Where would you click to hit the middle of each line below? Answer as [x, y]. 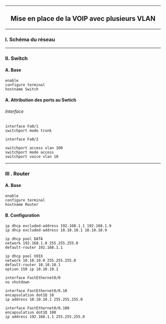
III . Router [18, 174]
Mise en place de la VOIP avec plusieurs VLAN [83, 19]
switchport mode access [30, 152]
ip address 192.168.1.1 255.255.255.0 [45, 317]
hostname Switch [22, 89]
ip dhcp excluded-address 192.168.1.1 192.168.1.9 [58, 226]
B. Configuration [22, 215]
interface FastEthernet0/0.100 [37, 308]
